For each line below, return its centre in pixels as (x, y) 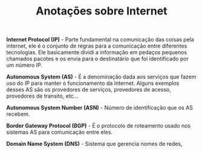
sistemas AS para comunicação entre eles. (60, 132)
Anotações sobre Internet (102, 11)
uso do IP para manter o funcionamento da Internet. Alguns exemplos (93, 83)
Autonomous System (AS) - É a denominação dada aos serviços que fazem (101, 76)
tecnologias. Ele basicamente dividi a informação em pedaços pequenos (97, 52)
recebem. (18, 114)
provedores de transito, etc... (42, 96)
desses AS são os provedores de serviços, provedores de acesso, (89, 89)
